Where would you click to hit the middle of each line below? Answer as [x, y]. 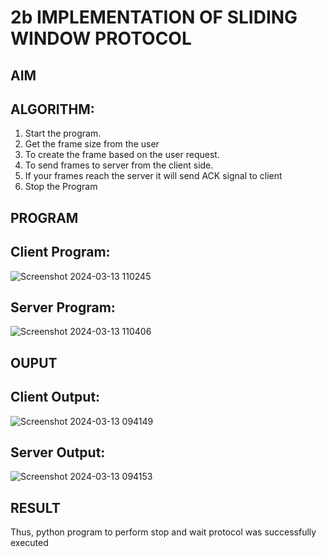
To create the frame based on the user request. [122, 155]
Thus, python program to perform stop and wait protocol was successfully [163, 532]
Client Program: [60, 252]
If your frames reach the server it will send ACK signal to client [153, 176]
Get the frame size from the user [92, 144]
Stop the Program [61, 187]
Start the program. [63, 133]
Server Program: [63, 307]
